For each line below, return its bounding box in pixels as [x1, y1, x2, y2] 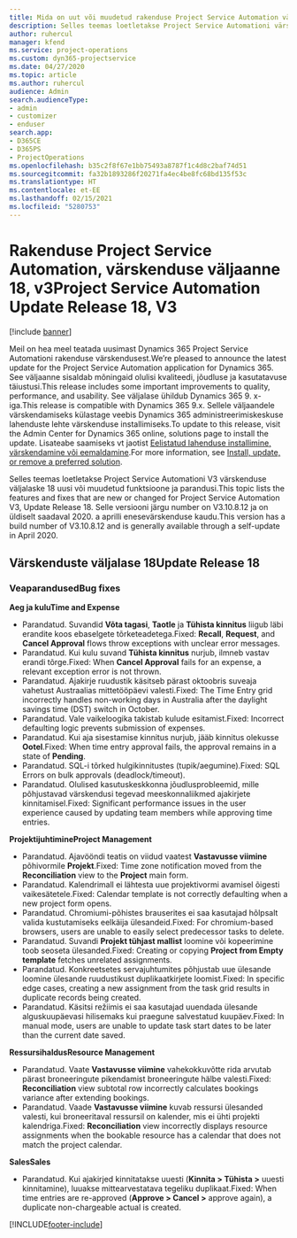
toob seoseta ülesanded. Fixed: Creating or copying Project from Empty [21, 945, 284, 956]
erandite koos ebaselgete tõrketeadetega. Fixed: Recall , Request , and [21, 629, 276, 639]
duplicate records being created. [21, 993, 141, 1003]
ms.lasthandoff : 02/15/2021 [9, 194, 113, 204]
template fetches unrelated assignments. [21, 955, 172, 965]
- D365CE [9, 136, 42, 145]
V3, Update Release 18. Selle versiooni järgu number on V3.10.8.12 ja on [9, 501, 269, 512]
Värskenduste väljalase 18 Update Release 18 [9, 555, 261, 571]
